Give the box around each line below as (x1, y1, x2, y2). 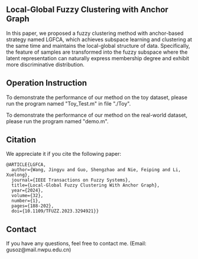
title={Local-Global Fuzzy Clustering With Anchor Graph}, (11, 182, 160, 188)
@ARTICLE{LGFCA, (6, 162, 46, 168)
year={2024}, (11, 188, 44, 194)
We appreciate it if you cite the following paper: (6, 150, 122, 158)
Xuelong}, (6, 172, 31, 178)
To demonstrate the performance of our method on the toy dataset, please (6, 94, 188, 101)
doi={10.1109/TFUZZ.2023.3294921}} (11, 208, 99, 214)
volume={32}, (11, 193, 44, 199)
